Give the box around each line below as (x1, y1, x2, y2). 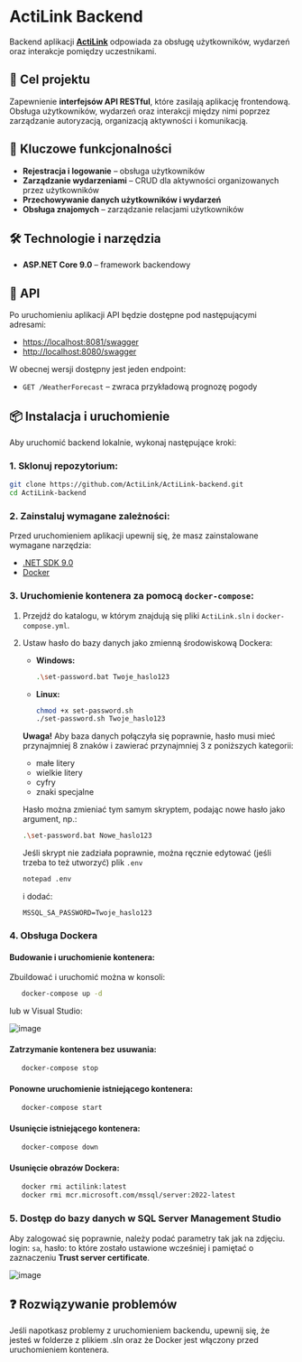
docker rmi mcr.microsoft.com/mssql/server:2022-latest (21, 1190, 236, 1200)
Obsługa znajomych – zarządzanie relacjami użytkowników (22, 203, 244, 214)
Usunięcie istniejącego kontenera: (9, 1123, 142, 1133)
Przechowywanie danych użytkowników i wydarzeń (22, 194, 222, 205)
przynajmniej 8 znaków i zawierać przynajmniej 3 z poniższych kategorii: (22, 741, 294, 751)
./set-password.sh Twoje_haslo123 (35, 714, 166, 723)
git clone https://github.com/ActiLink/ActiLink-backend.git (9, 480, 244, 490)
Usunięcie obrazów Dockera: (9, 1162, 120, 1173)
